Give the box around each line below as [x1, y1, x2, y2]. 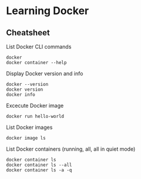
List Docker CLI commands [6, 43, 72, 50]
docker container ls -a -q [6, 167, 72, 173]
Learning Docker [6, 4, 89, 18]
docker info [6, 92, 35, 98]
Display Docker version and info [6, 70, 83, 77]
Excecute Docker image [6, 102, 64, 109]
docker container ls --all [6, 162, 72, 168]
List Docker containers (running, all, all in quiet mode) [6, 145, 136, 153]
